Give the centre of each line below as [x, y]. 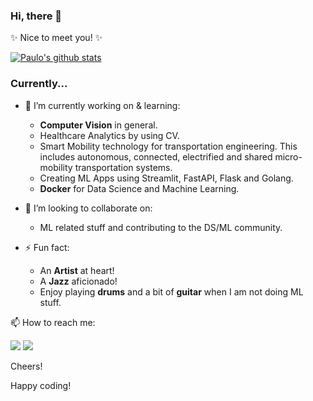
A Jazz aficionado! [78, 281]
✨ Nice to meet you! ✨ [56, 38]
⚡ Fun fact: [47, 247]
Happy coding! [41, 385]
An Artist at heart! [77, 270]
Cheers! [26, 366]
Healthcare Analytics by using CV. [109, 135]
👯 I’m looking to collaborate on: [88, 208]
